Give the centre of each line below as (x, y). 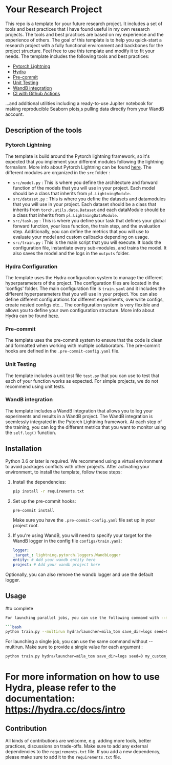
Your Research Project (54, 9)
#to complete (19, 608)
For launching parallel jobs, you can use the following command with (82, 618)
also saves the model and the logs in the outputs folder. (71, 253)
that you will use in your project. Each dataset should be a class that (84, 204)
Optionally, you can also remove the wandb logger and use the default (79, 574)
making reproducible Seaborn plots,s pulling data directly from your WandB (85, 109)
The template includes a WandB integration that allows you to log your (79, 410)
